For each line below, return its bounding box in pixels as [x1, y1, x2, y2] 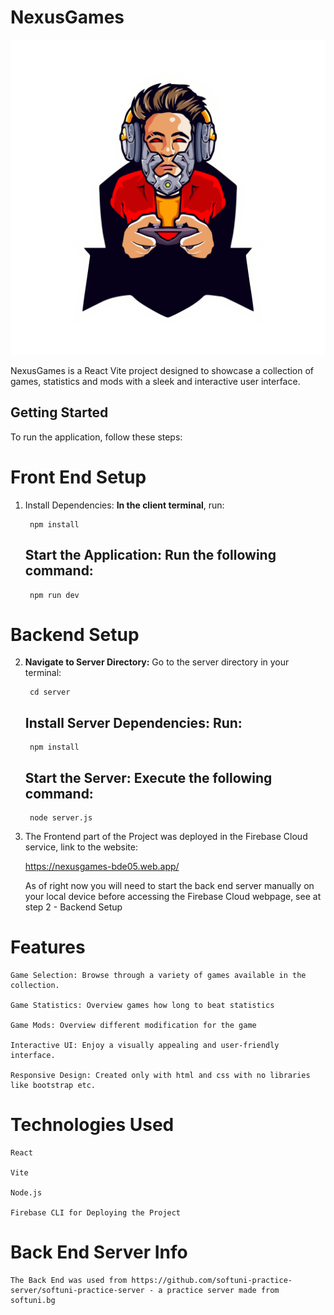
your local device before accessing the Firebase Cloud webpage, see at [24, 891, 322, 903]
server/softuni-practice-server [10, 1285, 145, 1295]
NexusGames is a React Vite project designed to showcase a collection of [10, 364, 315, 376]
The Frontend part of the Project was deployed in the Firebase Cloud [24, 831, 308, 843]
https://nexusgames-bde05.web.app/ [24, 861, 180, 873]
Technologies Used [10, 1114, 175, 1136]
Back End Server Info [10, 1241, 188, 1264]
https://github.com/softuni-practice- [131, 1275, 293, 1285]
